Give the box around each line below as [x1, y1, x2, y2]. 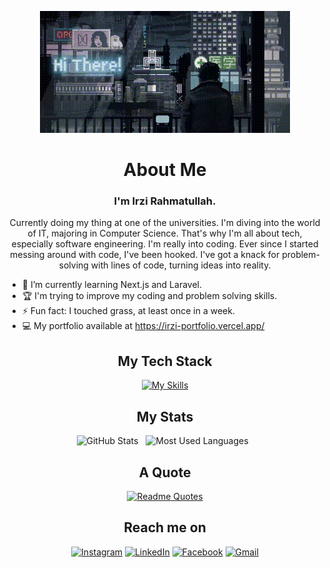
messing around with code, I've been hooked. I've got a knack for [10, 249, 280, 261]
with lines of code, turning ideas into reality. [90, 259, 272, 271]
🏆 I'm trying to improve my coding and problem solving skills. [21, 290, 278, 302]
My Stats [136, 408, 194, 425]
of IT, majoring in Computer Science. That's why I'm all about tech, [27, 227, 303, 240]
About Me [123, 159, 207, 181]
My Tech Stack [117, 352, 213, 370]
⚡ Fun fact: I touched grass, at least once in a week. [21, 305, 235, 317]
